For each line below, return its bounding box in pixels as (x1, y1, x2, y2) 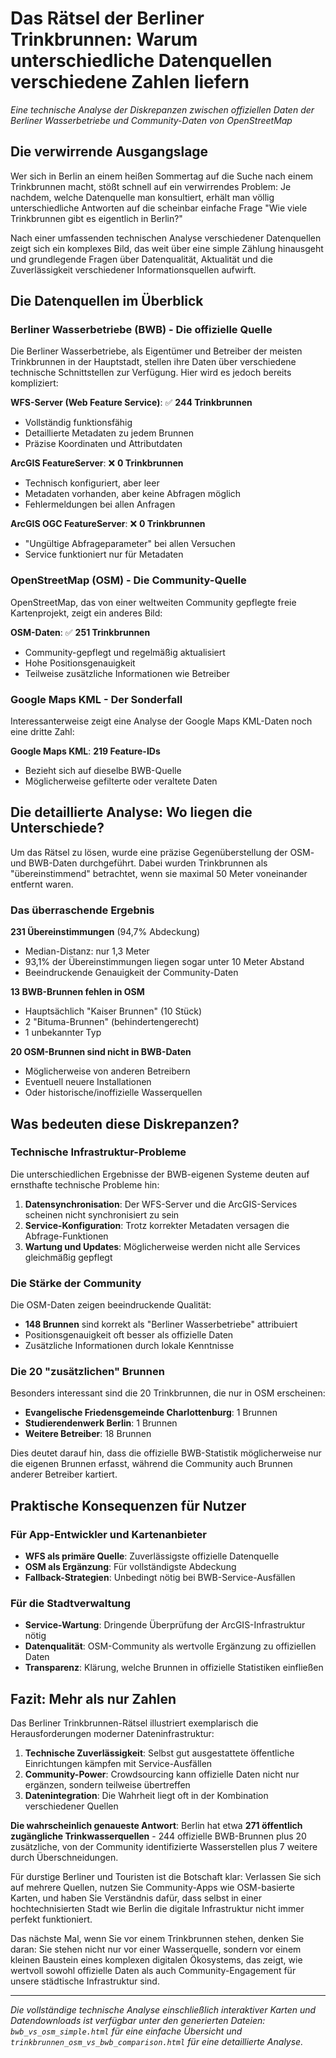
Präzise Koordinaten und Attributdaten (24, 438, 183, 450)
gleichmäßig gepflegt (24, 1251, 113, 1263)
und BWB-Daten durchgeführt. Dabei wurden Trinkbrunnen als (10, 857, 268, 869)
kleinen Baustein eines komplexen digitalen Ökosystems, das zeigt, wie (10, 1954, 303, 1966)
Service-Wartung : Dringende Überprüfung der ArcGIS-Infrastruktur (24, 1619, 306, 1631)
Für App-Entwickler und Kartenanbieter (10, 1527, 207, 1541)
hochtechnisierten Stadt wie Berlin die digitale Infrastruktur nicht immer (10, 1903, 305, 1915)
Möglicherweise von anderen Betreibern (24, 1065, 191, 1077)
